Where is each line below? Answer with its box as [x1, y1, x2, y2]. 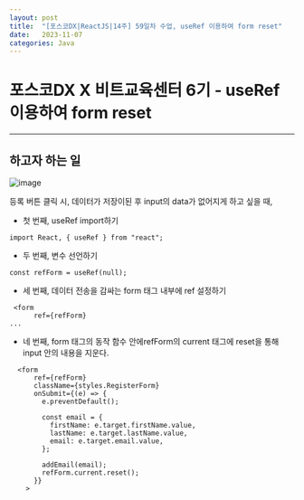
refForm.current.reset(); [42, 468, 140, 477]
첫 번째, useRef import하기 [22, 215, 119, 226]
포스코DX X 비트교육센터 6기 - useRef [9, 80, 280, 100]
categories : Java [9, 38, 75, 48]
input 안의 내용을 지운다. [22, 347, 109, 358]
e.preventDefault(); [42, 397, 119, 406]
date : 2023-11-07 [9, 30, 83, 39]
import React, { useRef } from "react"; [9, 233, 165, 242]
